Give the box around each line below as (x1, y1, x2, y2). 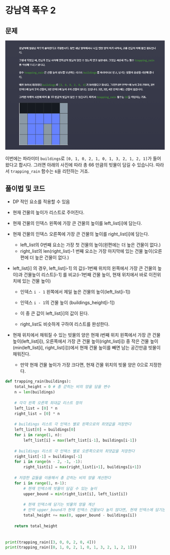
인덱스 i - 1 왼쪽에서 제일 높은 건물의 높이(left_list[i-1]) (20, 289, 131, 295)
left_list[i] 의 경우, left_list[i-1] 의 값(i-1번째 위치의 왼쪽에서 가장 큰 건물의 (12, 265, 157, 272)
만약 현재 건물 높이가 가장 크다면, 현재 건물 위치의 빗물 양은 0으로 (20, 362, 148, 368)
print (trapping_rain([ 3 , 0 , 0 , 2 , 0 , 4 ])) (5, 539, 96, 545)
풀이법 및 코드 (5, 184, 46, 193)
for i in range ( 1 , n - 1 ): (14, 480, 67, 485)
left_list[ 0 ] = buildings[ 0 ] (14, 427, 76, 432)
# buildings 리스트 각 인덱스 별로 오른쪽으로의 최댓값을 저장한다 (14, 448, 135, 453)
